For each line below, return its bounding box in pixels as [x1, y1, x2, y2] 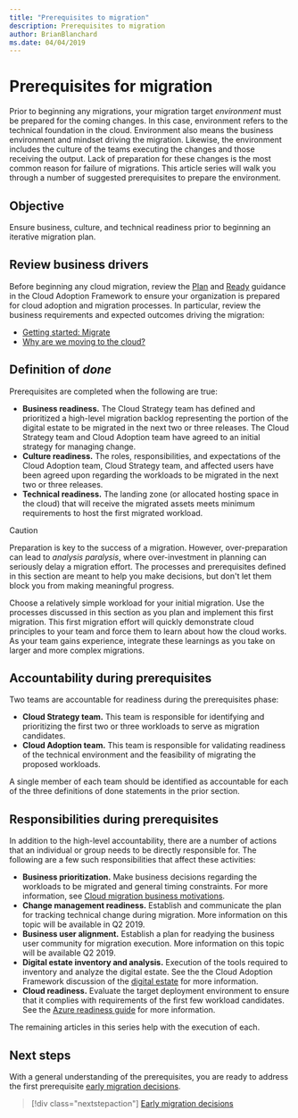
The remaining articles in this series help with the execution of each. [9, 1022, 261, 1032]
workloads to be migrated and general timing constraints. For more [21, 881, 269, 892]
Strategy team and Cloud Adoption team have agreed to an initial [21, 431, 261, 442]
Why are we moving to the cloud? [21, 336, 145, 346]
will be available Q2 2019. [21, 947, 116, 958]
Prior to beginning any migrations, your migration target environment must [9, 106, 282, 117]
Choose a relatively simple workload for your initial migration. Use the [9, 597, 265, 608]
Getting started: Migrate [21, 327, 111, 338]
